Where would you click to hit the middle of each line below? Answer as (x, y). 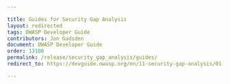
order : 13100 (26, 51)
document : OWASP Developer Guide (55, 45)
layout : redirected (35, 26)
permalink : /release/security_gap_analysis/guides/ (82, 58)
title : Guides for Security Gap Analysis (67, 19)
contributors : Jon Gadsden (46, 38)
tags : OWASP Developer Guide (49, 32)
